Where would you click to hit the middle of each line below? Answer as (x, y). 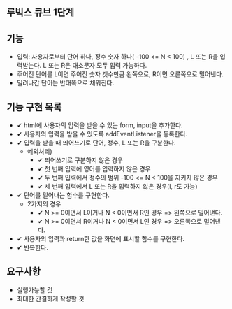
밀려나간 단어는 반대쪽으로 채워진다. (65, 83)
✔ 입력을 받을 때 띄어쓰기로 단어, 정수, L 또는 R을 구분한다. (96, 143)
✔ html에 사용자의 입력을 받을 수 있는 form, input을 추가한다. (100, 125)
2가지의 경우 (44, 204)
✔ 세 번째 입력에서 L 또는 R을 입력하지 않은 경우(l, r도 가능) (117, 187)
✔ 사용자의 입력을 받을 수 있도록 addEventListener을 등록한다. (102, 134)
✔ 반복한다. (32, 247)
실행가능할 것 (35, 289)
